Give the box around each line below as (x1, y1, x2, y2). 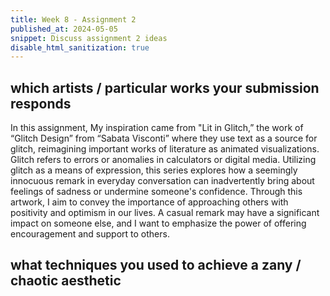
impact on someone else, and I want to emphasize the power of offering (10, 217, 307, 230)
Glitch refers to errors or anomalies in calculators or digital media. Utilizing (10, 154, 317, 166)
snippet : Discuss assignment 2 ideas (10, 33, 168, 43)
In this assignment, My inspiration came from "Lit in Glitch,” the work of (10, 122, 304, 134)
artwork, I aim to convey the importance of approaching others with (10, 196, 289, 208)
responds (10, 95, 72, 112)
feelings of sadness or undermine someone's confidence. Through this (10, 186, 303, 198)
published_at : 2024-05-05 (10, 24, 118, 34)
